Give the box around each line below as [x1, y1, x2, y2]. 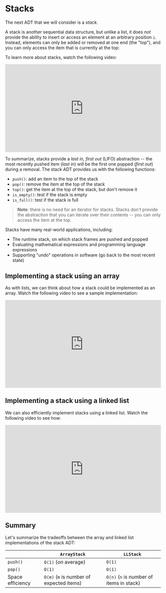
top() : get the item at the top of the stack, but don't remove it [12, 187, 137, 193]
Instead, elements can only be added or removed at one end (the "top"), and [5, 39, 161, 45]
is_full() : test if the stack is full [12, 197, 79, 203]
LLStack [123, 551, 142, 557]
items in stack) [106, 580, 141, 587]
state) [12, 257, 25, 263]
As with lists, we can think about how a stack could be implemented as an [5, 285, 156, 291]
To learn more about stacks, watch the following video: [5, 54, 117, 60]
